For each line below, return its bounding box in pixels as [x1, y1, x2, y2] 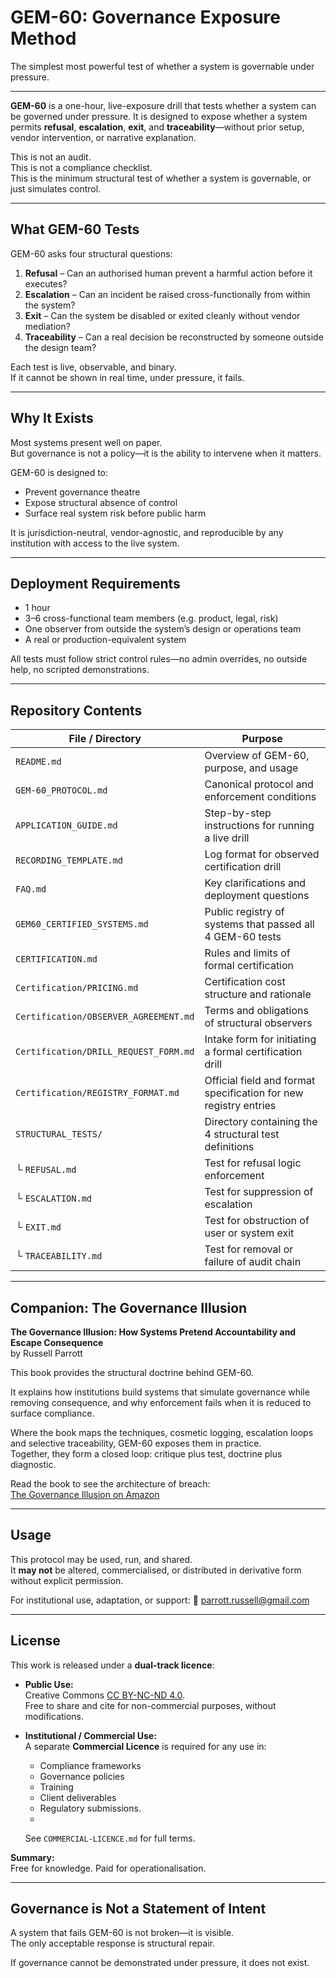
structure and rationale [204, 987, 312, 1001]
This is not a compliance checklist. [10, 161, 153, 173]
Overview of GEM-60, [204, 749, 310, 763]
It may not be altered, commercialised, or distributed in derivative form [10, 1564, 302, 1576]
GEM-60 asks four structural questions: [10, 247, 173, 260]
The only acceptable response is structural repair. [10, 1937, 215, 1950]
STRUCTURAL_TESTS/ [15, 1129, 103, 1140]
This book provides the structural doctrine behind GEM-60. [10, 1367, 254, 1378]
